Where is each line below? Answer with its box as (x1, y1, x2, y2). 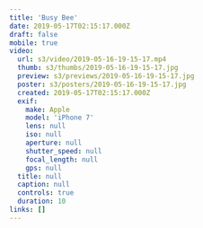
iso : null (25, 130, 63, 139)
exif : (17, 96, 39, 106)
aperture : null (25, 138, 83, 147)
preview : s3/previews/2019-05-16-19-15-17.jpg (17, 72, 195, 81)
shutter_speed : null (25, 146, 102, 155)
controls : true (17, 189, 75, 197)
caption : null (17, 180, 70, 189)
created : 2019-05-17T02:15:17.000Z (17, 88, 151, 97)
